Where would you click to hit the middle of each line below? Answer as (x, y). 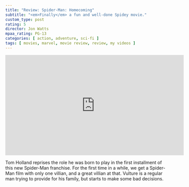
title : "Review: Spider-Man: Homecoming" (50, 10)
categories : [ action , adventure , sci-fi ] (52, 39)
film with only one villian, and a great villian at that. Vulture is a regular (89, 173)
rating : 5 (16, 24)
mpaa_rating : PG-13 (26, 34)
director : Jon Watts (27, 29)
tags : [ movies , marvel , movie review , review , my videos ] (71, 43)
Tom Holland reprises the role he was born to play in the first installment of (84, 162)
